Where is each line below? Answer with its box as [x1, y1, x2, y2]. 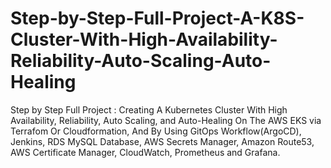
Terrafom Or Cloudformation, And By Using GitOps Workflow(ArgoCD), [10, 125, 302, 137]
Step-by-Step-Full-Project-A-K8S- [10, 7, 305, 30]
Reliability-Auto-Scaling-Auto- [10, 50, 272, 72]
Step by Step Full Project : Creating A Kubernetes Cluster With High [10, 103, 288, 116]
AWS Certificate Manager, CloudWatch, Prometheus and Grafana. [10, 146, 281, 158]
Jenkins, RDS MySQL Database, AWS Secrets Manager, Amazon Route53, [10, 135, 315, 147]
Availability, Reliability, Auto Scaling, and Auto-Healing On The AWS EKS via [10, 114, 322, 126]
